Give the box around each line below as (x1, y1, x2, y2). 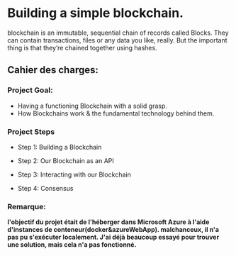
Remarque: (7, 201, 46, 211)
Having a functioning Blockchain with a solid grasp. (17, 101, 168, 110)
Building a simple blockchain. (7, 5, 184, 21)
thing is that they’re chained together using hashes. (7, 43, 157, 52)
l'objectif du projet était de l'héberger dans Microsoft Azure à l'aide (7, 218, 210, 226)
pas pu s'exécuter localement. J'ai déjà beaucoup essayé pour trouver (7, 233, 220, 242)
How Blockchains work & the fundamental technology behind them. (17, 108, 215, 118)
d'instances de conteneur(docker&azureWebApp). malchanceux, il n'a (7, 226, 220, 234)
